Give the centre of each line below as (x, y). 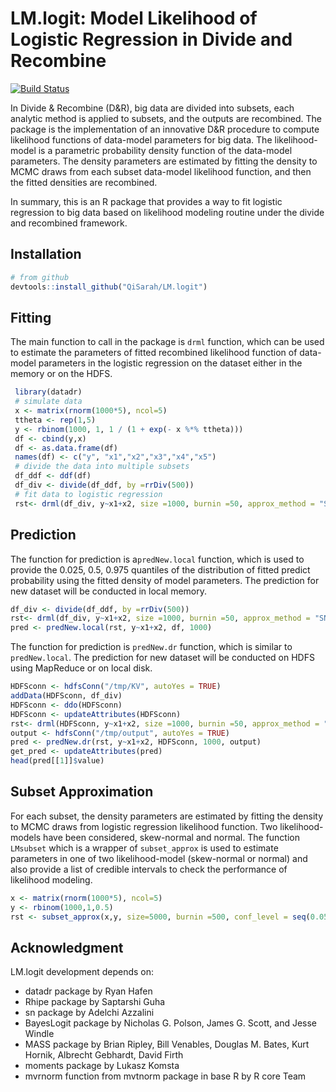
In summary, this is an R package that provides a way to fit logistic (146, 201)
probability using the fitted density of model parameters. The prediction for (165, 580)
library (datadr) (48, 392)
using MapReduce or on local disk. (81, 668)
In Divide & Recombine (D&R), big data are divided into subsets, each (152, 108)
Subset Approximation (82, 792)
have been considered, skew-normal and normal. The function (172, 837)
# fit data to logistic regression (88, 494)
